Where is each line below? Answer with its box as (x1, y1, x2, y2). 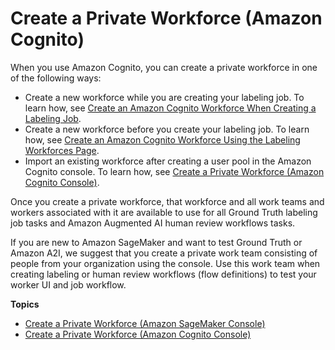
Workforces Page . (24, 144, 100, 156)
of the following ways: (10, 72, 102, 84)
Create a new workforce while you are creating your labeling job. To (24, 91, 305, 103)
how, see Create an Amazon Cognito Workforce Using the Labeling (24, 133, 301, 146)
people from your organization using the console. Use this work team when (10, 257, 321, 269)
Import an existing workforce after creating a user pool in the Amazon (24, 155, 312, 167)
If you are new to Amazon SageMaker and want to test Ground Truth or (10, 236, 303, 248)
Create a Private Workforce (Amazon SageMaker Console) (24, 317, 266, 329)
